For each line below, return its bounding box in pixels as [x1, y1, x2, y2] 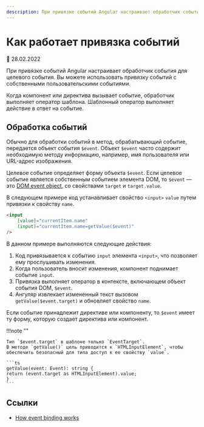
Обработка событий [6, 122, 87, 132]
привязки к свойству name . [6, 200, 75, 208]
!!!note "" [6, 327, 29, 334]
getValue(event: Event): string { [6, 365, 94, 371]
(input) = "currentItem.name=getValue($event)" [17, 224, 135, 230]
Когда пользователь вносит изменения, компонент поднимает [15, 265, 178, 272]
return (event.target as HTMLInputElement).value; [6, 371, 137, 377]
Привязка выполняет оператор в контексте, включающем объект [15, 278, 186, 285]
